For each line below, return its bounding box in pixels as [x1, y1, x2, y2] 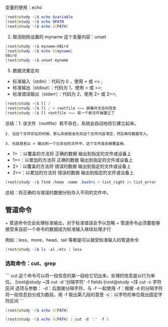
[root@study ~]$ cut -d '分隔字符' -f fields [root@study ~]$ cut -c [15, 278, 152, 285]
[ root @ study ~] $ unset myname [5, 58, 69, 63]
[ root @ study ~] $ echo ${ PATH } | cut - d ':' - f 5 [5, 317, 109, 322]
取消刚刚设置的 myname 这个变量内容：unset [12, 33, 107, 39]
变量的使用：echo [5, 5, 42, 10]
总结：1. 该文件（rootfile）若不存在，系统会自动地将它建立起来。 [5, 120, 139, 126]
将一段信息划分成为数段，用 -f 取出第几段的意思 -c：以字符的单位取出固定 [5, 291, 158, 297]
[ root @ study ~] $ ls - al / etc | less [5, 247, 82, 252]
